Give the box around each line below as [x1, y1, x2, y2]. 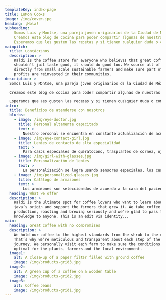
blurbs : [9, 112, 26, 118]
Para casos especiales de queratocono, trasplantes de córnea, [23, 150, 156, 154]
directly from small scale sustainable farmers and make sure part [14, 67, 156, 72]
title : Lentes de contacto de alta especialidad [18, 140, 121, 145]
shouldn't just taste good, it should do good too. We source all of [14, 62, 161, 67]
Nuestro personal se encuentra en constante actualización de [23, 131, 154, 136]
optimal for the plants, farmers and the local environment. [14, 246, 142, 251]
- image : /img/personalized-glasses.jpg [14, 172, 98, 177]
